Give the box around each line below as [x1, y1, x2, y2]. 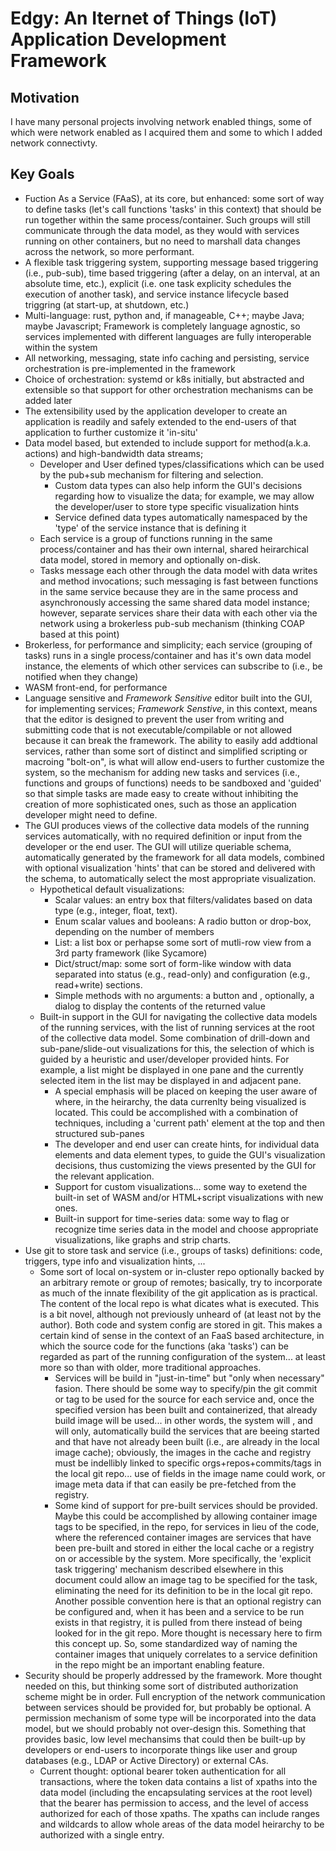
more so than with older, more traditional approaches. [39, 1361, 262, 1373]
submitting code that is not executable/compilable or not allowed [24, 723, 292, 736]
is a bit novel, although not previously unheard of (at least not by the [39, 1308, 322, 1320]
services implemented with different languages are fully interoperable [24, 330, 312, 342]
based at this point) [39, 628, 120, 640]
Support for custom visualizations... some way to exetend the [54, 1180, 308, 1192]
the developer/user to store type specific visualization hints [54, 500, 300, 512]
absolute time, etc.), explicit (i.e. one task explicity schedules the [24, 277, 292, 289]
